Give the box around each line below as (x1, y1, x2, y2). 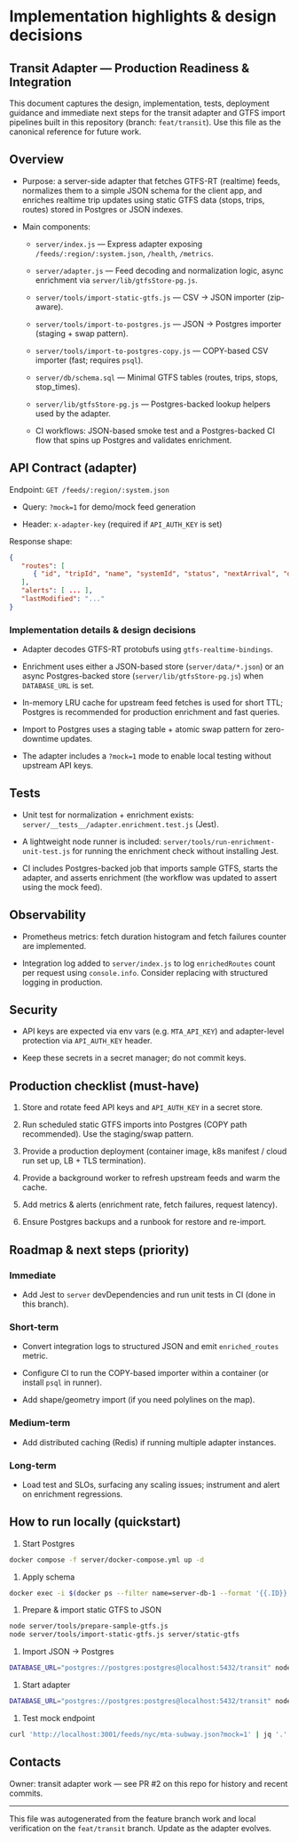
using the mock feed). (21, 881, 103, 892)
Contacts (9, 1755, 62, 1770)
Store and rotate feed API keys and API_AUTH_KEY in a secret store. (21, 1102, 263, 1113)
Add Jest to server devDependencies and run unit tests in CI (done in (21, 1289, 276, 1299)
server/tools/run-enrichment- (163, 838, 275, 847)
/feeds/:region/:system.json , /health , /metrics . (35, 247, 215, 259)
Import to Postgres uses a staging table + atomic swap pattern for (21, 724, 263, 735)
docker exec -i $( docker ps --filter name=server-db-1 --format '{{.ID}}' (9, 1589, 292, 1597)
